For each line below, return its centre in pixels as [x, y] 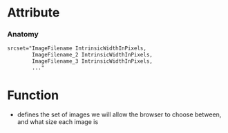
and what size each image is [58, 121]
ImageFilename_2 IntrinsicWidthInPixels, [93, 55]
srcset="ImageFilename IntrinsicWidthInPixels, [77, 49]
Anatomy [23, 34]
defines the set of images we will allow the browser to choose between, [119, 114]
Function [33, 95]
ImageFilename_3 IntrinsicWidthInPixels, [93, 61]
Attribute [34, 13]
